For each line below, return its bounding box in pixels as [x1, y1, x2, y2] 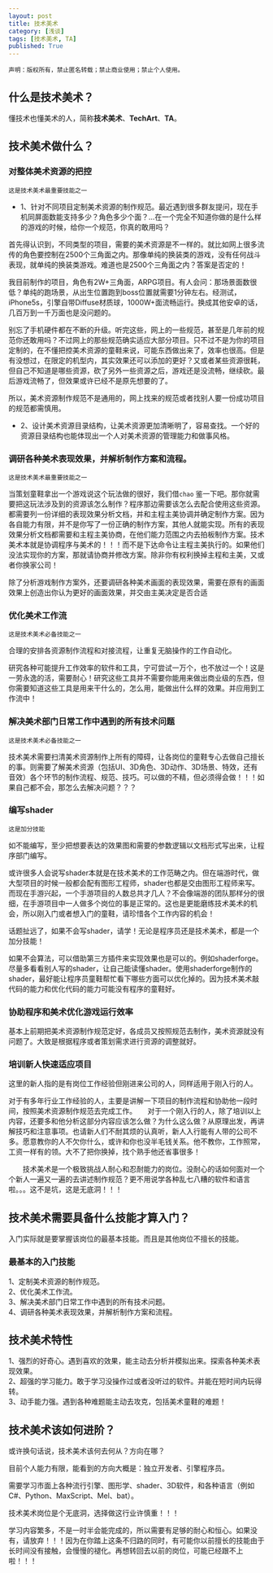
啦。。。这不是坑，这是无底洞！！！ [8, 1185, 123, 1194]
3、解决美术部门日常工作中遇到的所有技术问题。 [8, 1296, 170, 1307]
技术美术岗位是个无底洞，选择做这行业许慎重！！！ [8, 1508, 180, 1518]
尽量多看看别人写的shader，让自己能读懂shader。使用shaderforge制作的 [8, 963, 253, 973]
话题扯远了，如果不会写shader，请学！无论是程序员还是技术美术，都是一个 [8, 926, 260, 935]
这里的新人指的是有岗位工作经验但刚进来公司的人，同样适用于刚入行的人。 [8, 1079, 258, 1089]
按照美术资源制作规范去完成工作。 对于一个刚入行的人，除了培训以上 [22, 1106, 262, 1116]
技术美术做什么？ [8, 139, 94, 153]
